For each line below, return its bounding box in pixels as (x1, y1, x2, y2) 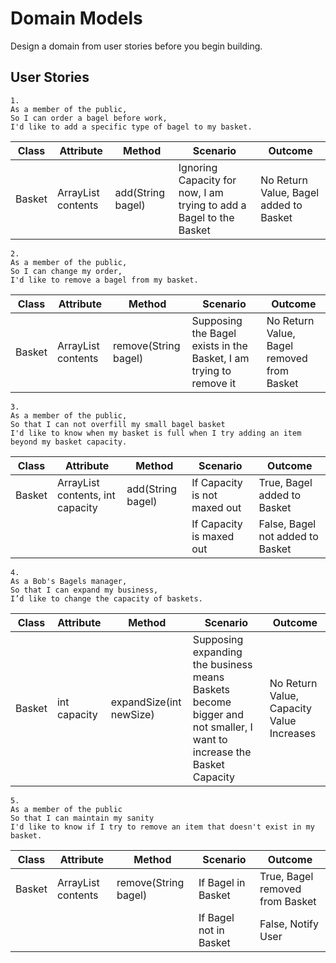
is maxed (191, 529, 235, 543)
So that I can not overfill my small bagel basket (10, 419, 226, 429)
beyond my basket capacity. (10, 437, 128, 447)
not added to (258, 529, 319, 543)
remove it (191, 376, 237, 390)
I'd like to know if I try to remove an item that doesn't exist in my (10, 822, 315, 832)
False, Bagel (258, 517, 317, 531)
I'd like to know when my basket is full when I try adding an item (10, 428, 302, 438)
